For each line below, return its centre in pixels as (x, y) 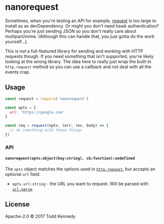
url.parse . (23, 189)
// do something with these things (46, 130)
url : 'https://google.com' (37, 112)
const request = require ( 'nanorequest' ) (47, 99)
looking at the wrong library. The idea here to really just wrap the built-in (78, 61)
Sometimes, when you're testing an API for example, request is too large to (81, 21)
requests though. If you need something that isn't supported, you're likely (79, 56)
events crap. (18, 72)
